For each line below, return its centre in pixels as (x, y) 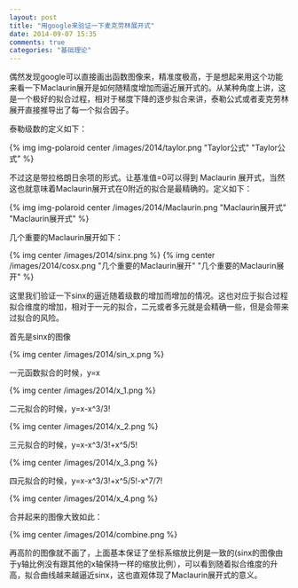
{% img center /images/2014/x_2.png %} (84, 427)
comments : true (37, 42)
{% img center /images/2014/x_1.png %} (83, 390)
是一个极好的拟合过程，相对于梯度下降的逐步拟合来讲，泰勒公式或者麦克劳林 (149, 99)
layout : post (33, 17)
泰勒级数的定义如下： (48, 129)
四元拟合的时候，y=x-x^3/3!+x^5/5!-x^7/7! (86, 481)
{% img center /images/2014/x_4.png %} (83, 498)
